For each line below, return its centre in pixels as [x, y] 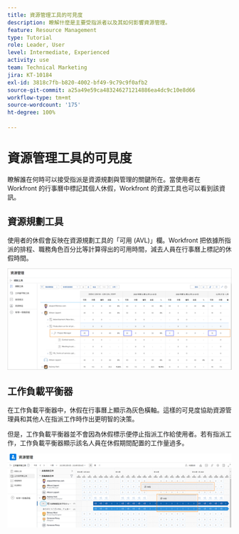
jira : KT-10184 [30, 75]
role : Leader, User [36, 45]
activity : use [28, 60]
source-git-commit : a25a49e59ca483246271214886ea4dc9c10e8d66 [101, 90]
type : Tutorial [30, 38]
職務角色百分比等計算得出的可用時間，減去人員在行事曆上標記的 [132, 249]
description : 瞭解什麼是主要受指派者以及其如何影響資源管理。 [89, 22]
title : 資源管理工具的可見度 [45, 15]
